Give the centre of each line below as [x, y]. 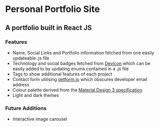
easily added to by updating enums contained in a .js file [70, 68]
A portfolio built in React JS [48, 28]
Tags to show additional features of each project [62, 74]
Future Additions [26, 108]
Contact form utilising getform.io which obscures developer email [80, 79]
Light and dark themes [35, 95]
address [21, 84]
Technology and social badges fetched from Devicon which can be [81, 63]
